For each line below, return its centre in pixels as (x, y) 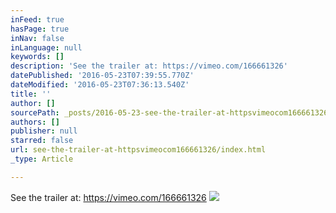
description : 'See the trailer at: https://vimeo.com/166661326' (149, 66)
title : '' (31, 94)
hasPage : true (40, 29)
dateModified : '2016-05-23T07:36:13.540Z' (100, 85)
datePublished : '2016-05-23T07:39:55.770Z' (102, 76)
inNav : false (37, 38)
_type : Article (42, 159)
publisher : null (44, 131)
